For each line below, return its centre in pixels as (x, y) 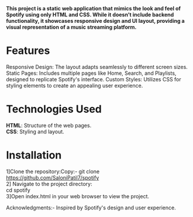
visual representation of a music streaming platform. (71, 27)
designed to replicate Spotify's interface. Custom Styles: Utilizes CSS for (94, 79)
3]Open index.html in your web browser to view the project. (77, 196)
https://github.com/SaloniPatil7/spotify (53, 177)
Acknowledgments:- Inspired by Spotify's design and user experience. (91, 208)
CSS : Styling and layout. (35, 132)
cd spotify (18, 190)
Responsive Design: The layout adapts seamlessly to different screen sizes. (97, 67)
